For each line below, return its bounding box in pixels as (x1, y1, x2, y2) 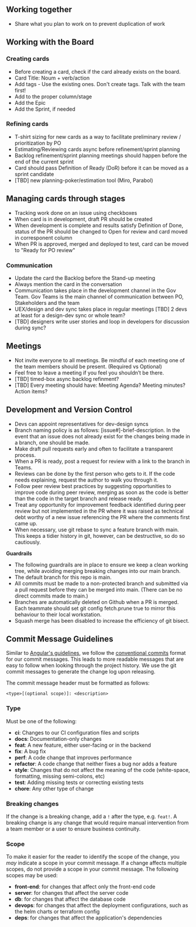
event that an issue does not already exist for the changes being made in (14, 432, 190, 440)
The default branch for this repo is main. (14, 574, 112, 581)
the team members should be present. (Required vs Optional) (14, 363, 163, 370)
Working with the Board (6, 37, 94, 47)
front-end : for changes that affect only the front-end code (14, 883, 156, 890)
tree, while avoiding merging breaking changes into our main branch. (14, 567, 181, 574)
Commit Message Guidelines (6, 634, 114, 644)
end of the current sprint (14, 158, 74, 165)
